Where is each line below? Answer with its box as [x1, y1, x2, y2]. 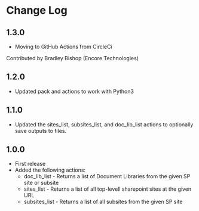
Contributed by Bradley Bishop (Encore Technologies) [6, 55, 139, 61]
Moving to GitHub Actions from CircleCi [14, 43, 112, 50]
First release [14, 160, 46, 167]
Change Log [6, 4, 68, 17]
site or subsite [23, 179, 59, 187]
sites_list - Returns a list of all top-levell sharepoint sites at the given [23, 185, 192, 193]
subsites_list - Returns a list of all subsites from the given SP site [23, 198, 183, 206]
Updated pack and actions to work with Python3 [14, 88, 134, 95]
